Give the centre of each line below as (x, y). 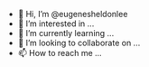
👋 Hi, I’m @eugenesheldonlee (73, 14)
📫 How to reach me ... (60, 53)
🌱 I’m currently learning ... (66, 33)
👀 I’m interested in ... (56, 24)
